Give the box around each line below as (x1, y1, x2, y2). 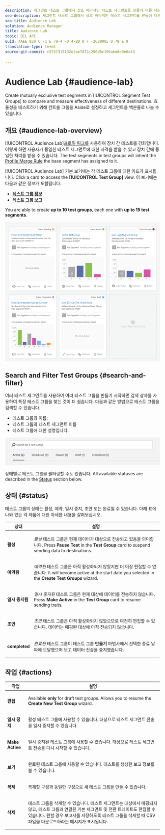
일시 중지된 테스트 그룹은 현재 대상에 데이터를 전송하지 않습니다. (33, 592, 156, 597)
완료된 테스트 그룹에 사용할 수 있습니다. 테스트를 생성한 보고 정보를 (27, 761, 155, 767)
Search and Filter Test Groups (5, 371, 98, 379)
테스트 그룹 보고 (12, 197, 43, 203)
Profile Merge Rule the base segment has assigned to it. (5, 158, 118, 164)
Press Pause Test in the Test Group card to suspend (44, 542, 151, 548)
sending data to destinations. (33, 547, 92, 553)
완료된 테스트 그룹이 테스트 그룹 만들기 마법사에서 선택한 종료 (33, 641, 150, 646)
